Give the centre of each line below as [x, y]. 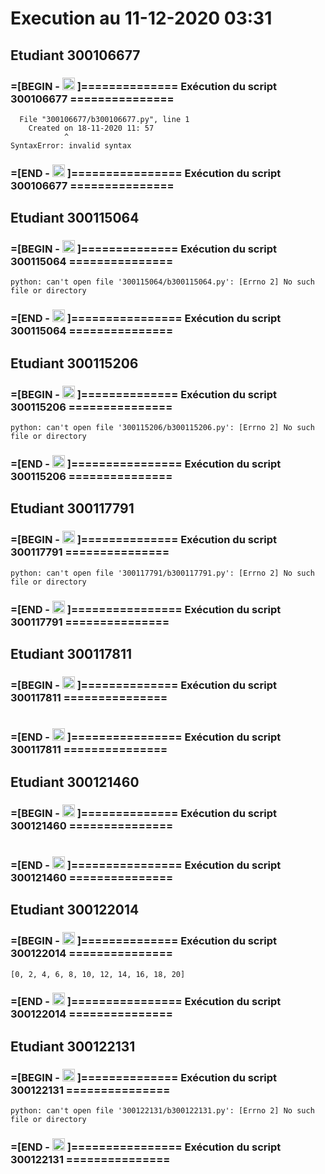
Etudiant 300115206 [74, 363]
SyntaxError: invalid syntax [71, 145]
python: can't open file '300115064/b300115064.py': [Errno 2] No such [162, 282]
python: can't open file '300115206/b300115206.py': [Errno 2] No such [162, 428]
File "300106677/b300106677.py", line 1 [104, 119]
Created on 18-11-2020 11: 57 [91, 128]
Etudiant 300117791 [72, 508]
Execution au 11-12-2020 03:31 [141, 18]
